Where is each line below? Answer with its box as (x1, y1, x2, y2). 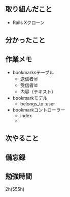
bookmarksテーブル (12, 70, 54, 76)
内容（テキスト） (20, 89, 56, 95)
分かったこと (5, 36, 46, 45)
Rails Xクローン (12, 19, 45, 26)
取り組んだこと (5, 5, 52, 14)
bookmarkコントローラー (12, 107, 65, 113)
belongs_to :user (20, 101, 55, 107)
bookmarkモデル (12, 95, 48, 101)
